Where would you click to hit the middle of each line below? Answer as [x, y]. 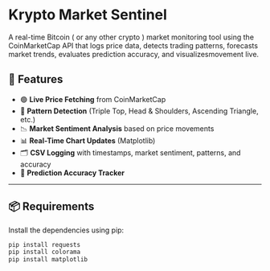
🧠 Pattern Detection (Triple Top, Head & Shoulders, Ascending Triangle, [139, 111]
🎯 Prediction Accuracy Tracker [72, 172]
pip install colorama [45, 252]
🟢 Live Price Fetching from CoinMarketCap [93, 99]
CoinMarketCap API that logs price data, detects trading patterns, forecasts [133, 45]
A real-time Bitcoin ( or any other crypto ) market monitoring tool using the [131, 37]
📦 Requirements [51, 207]
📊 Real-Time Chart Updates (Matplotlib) [88, 140]
